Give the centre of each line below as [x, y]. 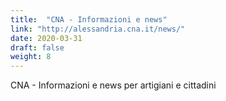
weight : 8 [31, 57]
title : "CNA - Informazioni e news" [89, 19]
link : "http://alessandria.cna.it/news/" [98, 29]
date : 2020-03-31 [46, 38]
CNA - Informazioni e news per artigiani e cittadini [113, 85]
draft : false [37, 47]
